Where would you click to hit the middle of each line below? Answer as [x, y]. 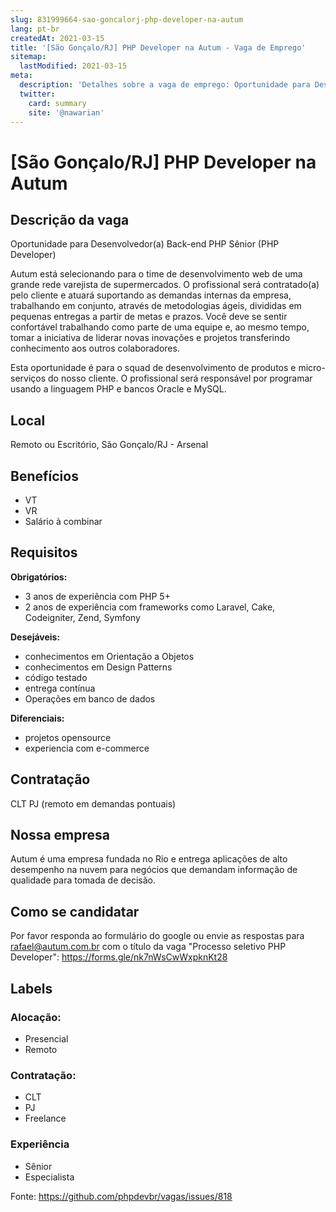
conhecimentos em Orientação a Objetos [109, 656]
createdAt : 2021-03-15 [57, 38]
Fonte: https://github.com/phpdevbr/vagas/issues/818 [121, 1196]
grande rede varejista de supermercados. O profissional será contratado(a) [165, 285]
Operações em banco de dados [90, 698]
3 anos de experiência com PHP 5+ [97, 596]
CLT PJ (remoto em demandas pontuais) [93, 803]
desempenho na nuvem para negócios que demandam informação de [154, 870]
